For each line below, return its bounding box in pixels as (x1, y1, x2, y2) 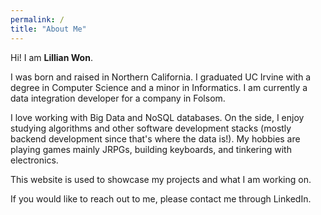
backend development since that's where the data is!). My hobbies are (10, 132, 301, 145)
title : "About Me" (10, 24, 87, 34)
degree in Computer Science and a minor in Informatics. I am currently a (10, 81, 308, 93)
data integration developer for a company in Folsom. (10, 92, 226, 104)
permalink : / (10, 14, 65, 25)
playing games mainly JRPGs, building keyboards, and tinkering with (10, 143, 292, 155)
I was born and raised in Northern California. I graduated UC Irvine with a (10, 71, 312, 83)
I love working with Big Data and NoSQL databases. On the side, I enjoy (10, 111, 305, 123)
